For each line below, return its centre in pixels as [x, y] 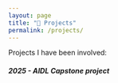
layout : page [30, 15]
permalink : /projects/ [46, 30]
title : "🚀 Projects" [43, 23]
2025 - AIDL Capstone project [59, 70]
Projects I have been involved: [58, 53]
